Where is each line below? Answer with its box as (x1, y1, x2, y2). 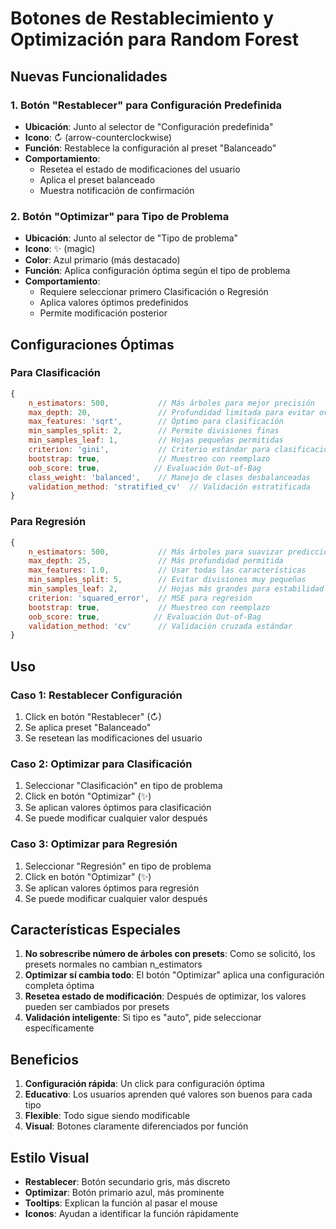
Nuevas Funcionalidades (10, 68, 168, 85)
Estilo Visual (10, 1149, 90, 1166)
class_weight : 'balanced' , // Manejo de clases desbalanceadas (28, 472, 311, 482)
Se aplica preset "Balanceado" (24, 721, 152, 733)
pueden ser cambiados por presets (24, 1001, 170, 1013)
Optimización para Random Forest (10, 28, 299, 51)
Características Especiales (10, 921, 181, 938)
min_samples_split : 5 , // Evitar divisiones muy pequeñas (28, 575, 307, 585)
